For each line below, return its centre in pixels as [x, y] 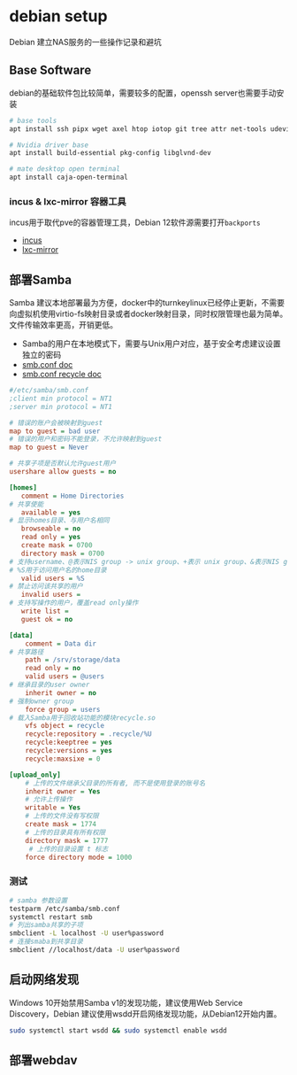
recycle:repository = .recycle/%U [88, 734]
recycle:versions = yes [69, 751]
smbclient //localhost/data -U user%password [94, 950]
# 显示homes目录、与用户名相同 [59, 521]
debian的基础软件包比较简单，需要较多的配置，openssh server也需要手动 [143, 93]
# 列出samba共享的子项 [46, 925]
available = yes [51, 512]
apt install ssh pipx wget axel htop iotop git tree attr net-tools [138, 129]
